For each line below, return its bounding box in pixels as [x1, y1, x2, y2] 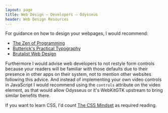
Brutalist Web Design [12, 51, 57, 57]
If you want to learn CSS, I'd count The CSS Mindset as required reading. [5, 102, 157, 108]
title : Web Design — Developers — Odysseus [5, 12, 98, 17]
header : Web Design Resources [5, 17, 69, 22]
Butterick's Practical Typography [12, 46, 81, 52]
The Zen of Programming [12, 40, 65, 46]
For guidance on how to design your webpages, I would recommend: [5, 31, 148, 37]
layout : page [5, 7, 33, 13]
